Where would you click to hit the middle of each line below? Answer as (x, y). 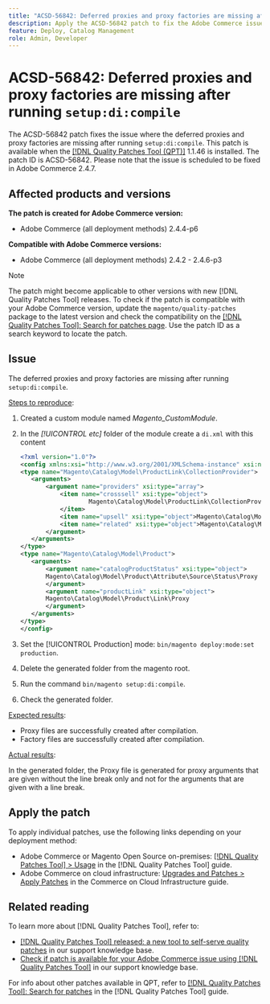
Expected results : (37, 715)
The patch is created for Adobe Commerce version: (96, 213)
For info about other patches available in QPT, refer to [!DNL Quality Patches (135, 983)
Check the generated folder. (67, 699)
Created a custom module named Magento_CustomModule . (119, 418)
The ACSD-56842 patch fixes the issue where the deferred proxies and (127, 134)
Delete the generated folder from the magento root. (105, 668)
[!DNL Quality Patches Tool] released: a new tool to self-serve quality (134, 942)
